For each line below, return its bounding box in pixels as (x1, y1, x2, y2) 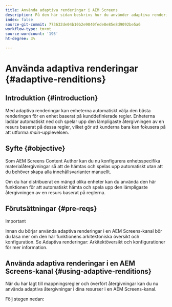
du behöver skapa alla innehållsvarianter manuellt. (5, 169, 112, 175)
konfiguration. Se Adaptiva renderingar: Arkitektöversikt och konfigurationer (5, 239, 165, 245)
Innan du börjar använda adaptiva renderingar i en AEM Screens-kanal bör (5, 228, 162, 234)
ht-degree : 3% (5, 36, 36, 42)
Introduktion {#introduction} (5, 94, 98, 103)
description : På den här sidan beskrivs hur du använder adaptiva (5, 12, 150, 17)
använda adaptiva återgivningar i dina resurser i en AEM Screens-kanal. (5, 286, 157, 292)
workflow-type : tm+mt (5, 27, 52, 32)
